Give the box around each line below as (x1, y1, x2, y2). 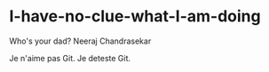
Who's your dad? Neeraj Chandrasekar (9, 36, 152, 46)
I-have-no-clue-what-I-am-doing (9, 6, 261, 27)
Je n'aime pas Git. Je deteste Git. (9, 52, 131, 63)
